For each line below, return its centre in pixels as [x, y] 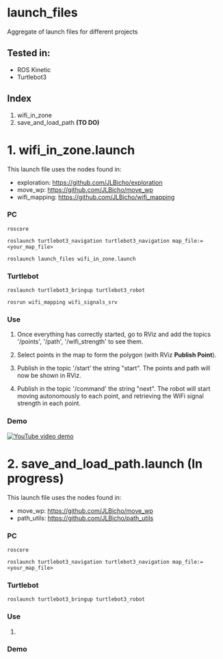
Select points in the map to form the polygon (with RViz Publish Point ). [117, 355]
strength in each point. [49, 403]
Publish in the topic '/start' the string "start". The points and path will [114, 368]
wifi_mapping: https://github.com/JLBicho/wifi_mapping [96, 197]
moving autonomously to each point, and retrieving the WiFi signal [110, 396]
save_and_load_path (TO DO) [58, 122]
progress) [36, 478]
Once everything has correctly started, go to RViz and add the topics [114, 335]
